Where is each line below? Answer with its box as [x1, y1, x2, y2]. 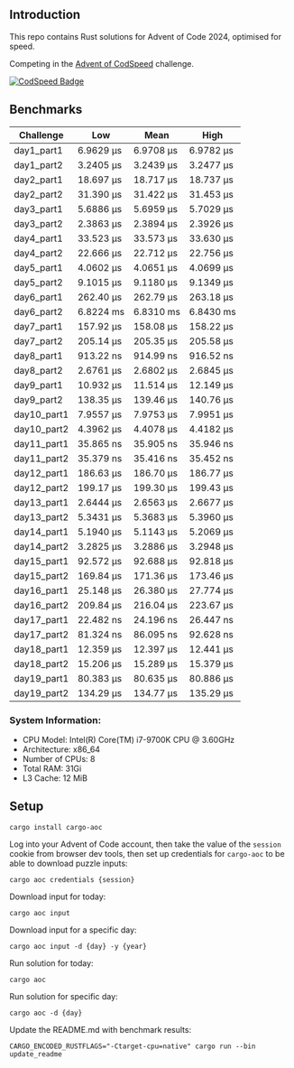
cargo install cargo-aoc [9, 822, 103, 831]
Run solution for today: [9, 957, 94, 969]
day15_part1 [14, 554, 69, 567]
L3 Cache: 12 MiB [22, 772, 88, 784]
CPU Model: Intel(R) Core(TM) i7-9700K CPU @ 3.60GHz [22, 734, 235, 745]
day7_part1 [14, 320, 63, 332]
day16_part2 [14, 599, 69, 611]
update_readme [9, 1049, 63, 1059]
